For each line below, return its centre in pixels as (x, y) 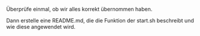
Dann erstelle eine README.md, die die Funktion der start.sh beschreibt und (100, 20)
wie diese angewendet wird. (41, 27)
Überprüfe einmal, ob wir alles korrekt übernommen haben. (79, 9)
